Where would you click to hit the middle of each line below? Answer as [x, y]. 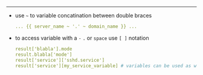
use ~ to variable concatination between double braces [83, 15]
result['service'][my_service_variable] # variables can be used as [103, 66]
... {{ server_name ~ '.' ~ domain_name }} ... [76, 26]
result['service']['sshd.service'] [60, 60]
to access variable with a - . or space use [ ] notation [82, 38]
